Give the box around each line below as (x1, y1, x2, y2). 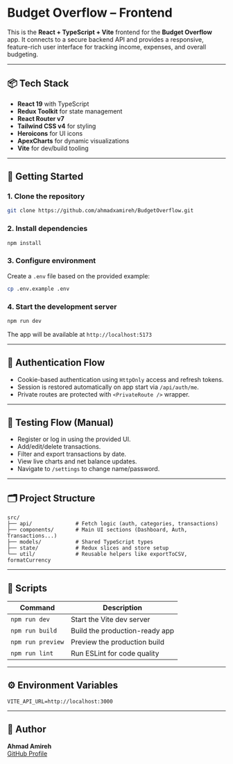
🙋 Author (7, 724, 46, 735)
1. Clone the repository (7, 191, 85, 201)
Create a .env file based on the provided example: (7, 271, 150, 280)
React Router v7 (17, 114, 64, 122)
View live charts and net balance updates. (17, 457, 137, 465)
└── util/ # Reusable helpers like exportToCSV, (7, 551, 188, 558)
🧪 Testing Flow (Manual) (7, 417, 114, 429)
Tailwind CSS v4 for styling (17, 122, 96, 130)
